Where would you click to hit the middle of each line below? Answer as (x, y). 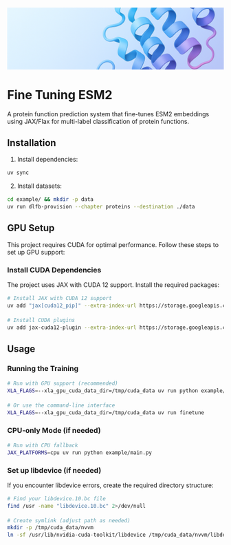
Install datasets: (39, 186)
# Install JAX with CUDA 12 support (59, 299)
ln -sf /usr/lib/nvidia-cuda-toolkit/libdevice (77, 535)
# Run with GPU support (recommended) (63, 384)
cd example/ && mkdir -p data (51, 200)
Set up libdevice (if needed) (54, 470)
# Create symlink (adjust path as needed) (69, 520)
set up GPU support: (36, 252)
